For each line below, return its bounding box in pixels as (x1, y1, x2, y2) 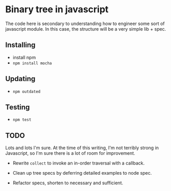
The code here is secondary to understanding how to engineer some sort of (5, 20, 165, 27)
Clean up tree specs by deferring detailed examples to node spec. (12, 170, 152, 176)
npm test (12, 117, 32, 123)
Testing (5, 103, 30, 111)
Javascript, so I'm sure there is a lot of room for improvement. (5, 150, 135, 156)
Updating (5, 75, 36, 83)
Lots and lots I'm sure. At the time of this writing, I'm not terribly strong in (5, 145, 159, 151)
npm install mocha (12, 60, 52, 66)
